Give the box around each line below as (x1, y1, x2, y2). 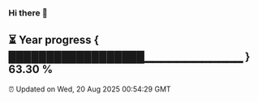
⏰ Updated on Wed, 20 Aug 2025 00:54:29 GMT (8, 84, 172, 94)
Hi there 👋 (8, 7, 49, 19)
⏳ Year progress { (8, 33, 100, 47)
